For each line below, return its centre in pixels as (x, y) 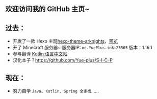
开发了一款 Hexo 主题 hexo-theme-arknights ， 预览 (65, 41)
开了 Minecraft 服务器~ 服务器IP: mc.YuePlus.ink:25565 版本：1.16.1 (82, 48)
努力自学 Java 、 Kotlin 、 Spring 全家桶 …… (56, 91)
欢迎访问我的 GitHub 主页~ (47, 9)
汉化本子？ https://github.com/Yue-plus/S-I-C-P (63, 60)
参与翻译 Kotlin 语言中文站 (40, 54)
